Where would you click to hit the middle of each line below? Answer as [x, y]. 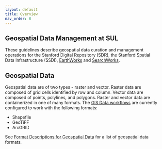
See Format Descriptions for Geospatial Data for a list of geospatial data [77, 137]
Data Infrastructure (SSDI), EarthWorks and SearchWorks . [63, 60]
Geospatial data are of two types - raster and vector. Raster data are [73, 87]
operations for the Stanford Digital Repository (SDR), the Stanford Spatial [78, 55]
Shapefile [22, 117]
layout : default [21, 9]
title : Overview [21, 14]
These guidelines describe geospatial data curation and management [74, 50]
